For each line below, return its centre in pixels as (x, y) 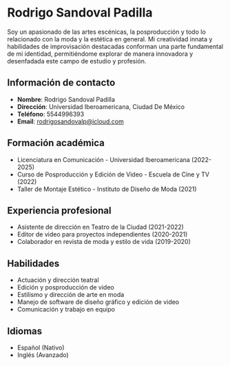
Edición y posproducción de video (66, 287)
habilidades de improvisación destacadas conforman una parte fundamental (115, 46)
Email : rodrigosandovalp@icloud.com (70, 121)
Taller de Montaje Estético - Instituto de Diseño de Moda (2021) (107, 189)
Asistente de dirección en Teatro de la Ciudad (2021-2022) (101, 227)
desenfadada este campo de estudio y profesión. (77, 61)
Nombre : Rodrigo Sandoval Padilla (66, 99)
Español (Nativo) (41, 347)
